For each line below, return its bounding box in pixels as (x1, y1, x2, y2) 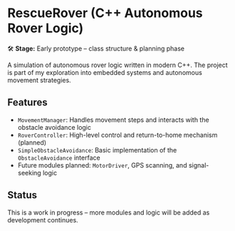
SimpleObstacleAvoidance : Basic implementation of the (17, 145, 177, 154)
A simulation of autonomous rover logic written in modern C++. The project (7, 61, 228, 69)
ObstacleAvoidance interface (17, 153, 101, 162)
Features (7, 96, 48, 108)
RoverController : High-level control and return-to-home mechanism (17, 130, 218, 139)
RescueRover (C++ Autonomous (7, 5, 203, 21)
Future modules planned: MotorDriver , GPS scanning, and (17, 160, 187, 169)
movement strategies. (7, 76, 71, 84)
